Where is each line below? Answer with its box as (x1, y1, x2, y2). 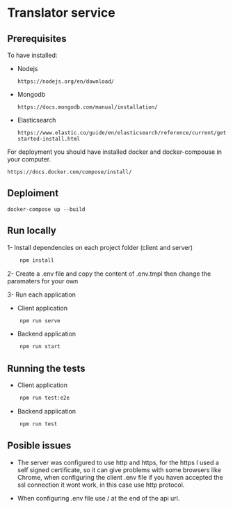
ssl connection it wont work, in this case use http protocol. (17, 480, 185, 489)
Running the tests (7, 362, 86, 374)
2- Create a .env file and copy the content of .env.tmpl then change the (7, 269, 211, 278)
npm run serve (19, 317, 61, 324)
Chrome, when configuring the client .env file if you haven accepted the (17, 473, 224, 481)
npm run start (19, 343, 61, 350)
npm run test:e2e (19, 395, 70, 402)
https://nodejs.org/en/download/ (17, 78, 115, 85)
